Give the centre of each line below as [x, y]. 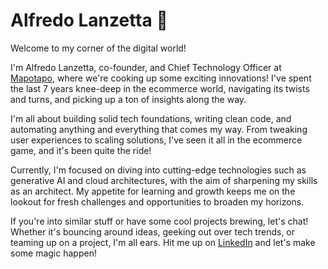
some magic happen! [53, 253]
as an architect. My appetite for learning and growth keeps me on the [153, 191]
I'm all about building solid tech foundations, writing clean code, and [151, 118]
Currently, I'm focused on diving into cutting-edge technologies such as [158, 170]
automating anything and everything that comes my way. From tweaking [159, 129]
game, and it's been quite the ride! [81, 150]
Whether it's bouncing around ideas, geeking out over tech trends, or [153, 231]
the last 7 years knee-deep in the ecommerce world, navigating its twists [160, 88]
